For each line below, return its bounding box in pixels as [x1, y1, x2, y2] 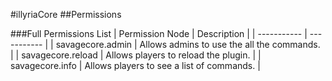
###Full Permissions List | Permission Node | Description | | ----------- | [10, 28, 308, 39]
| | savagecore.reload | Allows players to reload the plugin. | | [10, 49, 262, 61]
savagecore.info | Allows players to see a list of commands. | [10, 60, 261, 71]
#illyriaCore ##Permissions [10, 9, 122, 20]
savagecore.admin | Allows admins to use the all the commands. [55, 39, 321, 50]
